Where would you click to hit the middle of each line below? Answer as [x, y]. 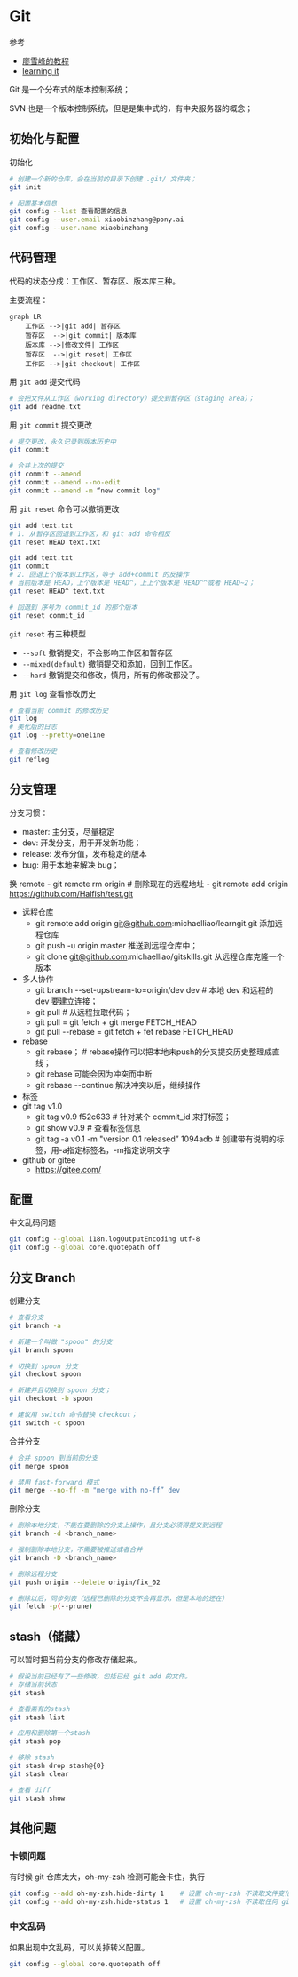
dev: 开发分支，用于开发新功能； [82, 843]
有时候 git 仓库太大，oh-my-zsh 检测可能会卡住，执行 [107, 1877]
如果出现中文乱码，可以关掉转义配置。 [79, 1948]
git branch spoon [41, 1350]
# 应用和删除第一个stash [50, 1733]
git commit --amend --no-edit [65, 483]
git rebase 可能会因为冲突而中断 [94, 1074]
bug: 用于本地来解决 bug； [71, 865]
